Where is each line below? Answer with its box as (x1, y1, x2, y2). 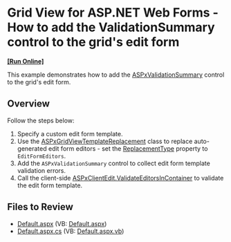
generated (17, 144, 47, 153)
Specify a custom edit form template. (17, 129, 123, 138)
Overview (7, 98, 50, 110)
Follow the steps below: (7, 116, 75, 124)
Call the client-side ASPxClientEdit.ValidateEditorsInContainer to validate (17, 174, 224, 182)
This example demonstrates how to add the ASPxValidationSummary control (7, 71, 225, 79)
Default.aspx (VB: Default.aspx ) (17, 219, 107, 227)
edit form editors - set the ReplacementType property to (48, 144, 208, 153)
